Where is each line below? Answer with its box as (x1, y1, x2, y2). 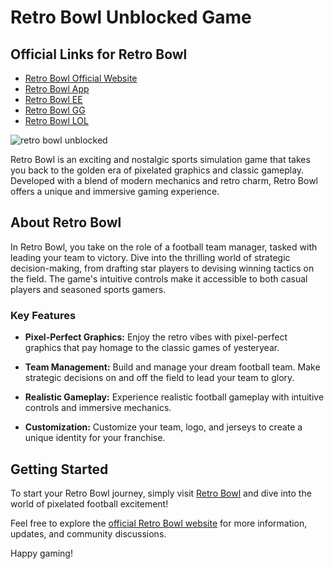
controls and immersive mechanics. (24, 402, 172, 414)
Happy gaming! (10, 547, 73, 559)
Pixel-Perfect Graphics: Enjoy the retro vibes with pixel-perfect (24, 331, 288, 343)
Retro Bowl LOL (24, 115, 89, 126)
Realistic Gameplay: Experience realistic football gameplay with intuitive (24, 391, 325, 403)
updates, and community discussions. (10, 527, 167, 540)
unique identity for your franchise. (24, 432, 166, 444)
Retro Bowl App (24, 83, 90, 95)
